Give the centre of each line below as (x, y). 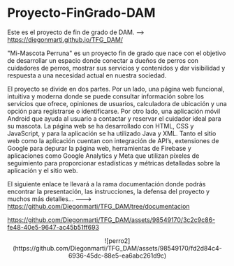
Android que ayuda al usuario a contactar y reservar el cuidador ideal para (114, 118)
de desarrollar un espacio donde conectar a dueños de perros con (103, 60)
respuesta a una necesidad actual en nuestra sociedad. (87, 75)
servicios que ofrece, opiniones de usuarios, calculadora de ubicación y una (117, 103)
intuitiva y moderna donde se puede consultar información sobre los (106, 96)
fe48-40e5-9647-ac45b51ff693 (53, 227)
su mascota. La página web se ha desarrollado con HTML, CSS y (101, 126)
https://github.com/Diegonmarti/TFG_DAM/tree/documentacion (98, 206)
